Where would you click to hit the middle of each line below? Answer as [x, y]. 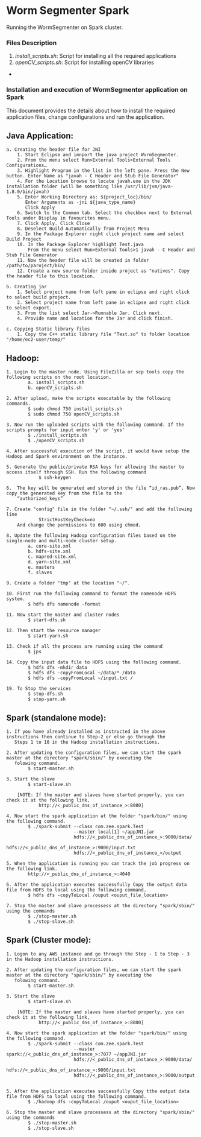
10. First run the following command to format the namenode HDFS [91, 594]
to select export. [29, 308]
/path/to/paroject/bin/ [36, 266]
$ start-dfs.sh [47, 620]
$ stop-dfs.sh [45, 694]
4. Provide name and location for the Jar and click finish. [95, 318]
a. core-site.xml [49, 546]
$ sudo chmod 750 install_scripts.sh [75, 409]
